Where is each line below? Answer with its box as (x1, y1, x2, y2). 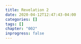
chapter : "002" (5, 26, 38, 31)
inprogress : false (5, 31, 44, 36)
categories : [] (5, 17, 38, 22)
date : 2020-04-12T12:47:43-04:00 (5, 12, 76, 17)
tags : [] (5, 21, 24, 27)
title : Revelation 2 (5, 7, 49, 13)
